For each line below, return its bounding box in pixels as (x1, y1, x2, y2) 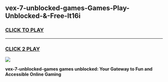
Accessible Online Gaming (5, 71, 61, 77)
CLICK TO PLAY (5, 27, 44, 34)
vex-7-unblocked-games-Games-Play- (5, 4, 130, 12)
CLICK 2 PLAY (5, 45, 40, 52)
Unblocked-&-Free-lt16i (5, 12, 81, 20)
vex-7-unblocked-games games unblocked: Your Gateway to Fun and (5, 66, 152, 72)
